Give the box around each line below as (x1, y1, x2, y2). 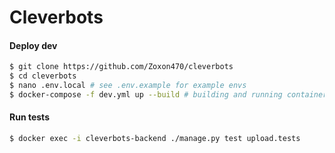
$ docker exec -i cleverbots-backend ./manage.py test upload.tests (9, 134, 301, 144)
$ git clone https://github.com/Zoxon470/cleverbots (9, 62, 234, 72)
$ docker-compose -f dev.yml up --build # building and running (9, 90, 283, 100)
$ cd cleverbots (9, 71, 77, 81)
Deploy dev (9, 39, 58, 51)
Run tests (9, 111, 50, 123)
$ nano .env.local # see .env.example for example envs (9, 81, 247, 91)
